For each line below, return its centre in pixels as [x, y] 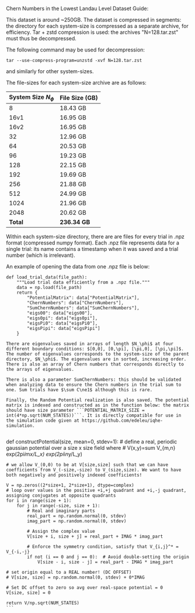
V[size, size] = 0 [28, 593]
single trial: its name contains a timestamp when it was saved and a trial [92, 249]
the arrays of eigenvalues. [40, 370]
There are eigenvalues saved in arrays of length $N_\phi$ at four [90, 344]
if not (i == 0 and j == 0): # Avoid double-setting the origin [108, 557]
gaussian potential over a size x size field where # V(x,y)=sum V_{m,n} [91, 448]
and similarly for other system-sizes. [50, 71]
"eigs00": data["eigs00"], [60, 313]
